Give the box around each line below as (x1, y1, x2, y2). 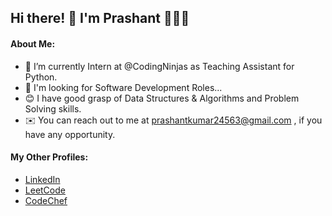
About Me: (10, 37, 56, 50)
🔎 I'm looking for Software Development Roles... (24, 81, 223, 93)
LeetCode (24, 184, 66, 196)
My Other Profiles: (10, 151, 89, 163)
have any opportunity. (24, 128, 116, 140)
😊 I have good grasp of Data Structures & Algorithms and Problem (24, 92, 300, 104)
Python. (24, 71, 58, 83)
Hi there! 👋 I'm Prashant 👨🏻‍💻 (10, 10, 190, 27)
